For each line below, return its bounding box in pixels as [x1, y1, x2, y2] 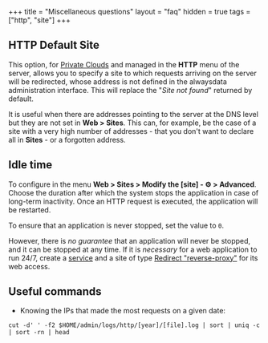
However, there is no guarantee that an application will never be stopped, [8, 236, 251, 245]
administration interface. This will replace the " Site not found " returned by [8, 85, 253, 95]
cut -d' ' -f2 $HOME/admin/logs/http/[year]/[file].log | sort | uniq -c [8, 321, 261, 329]
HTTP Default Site [8, 38, 100, 52]
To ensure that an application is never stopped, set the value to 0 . [8, 220, 225, 230]
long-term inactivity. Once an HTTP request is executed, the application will [8, 196, 258, 206]
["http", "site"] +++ [8, 15, 71, 25]
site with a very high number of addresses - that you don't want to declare [8, 126, 254, 135]
